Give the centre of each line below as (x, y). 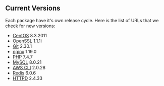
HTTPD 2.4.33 (28, 78)
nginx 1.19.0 (24, 51)
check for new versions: (30, 26)
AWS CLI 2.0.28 (29, 67)
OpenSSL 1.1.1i (27, 41)
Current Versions (33, 8)
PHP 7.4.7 (22, 57)
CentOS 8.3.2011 (30, 35)
